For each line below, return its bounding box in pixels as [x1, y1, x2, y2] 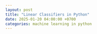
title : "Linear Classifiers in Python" [5, 12, 90, 17]
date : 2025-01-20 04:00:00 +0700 [5, 16, 76, 21]
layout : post [5, 7, 33, 12]
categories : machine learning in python [5, 21, 92, 26]
